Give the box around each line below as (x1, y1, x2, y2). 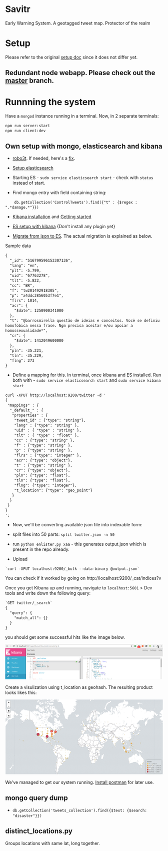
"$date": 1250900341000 (14, 308, 64, 313)
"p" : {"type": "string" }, (14, 448, 72, 453)
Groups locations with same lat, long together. (5, 840, 100, 846)
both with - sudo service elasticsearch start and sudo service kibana (12, 377, 161, 383)
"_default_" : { (9, 408, 43, 413)
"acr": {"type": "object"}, (14, 458, 72, 463)
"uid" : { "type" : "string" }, (14, 428, 81, 433)
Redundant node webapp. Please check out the (5, 69, 155, 77)
